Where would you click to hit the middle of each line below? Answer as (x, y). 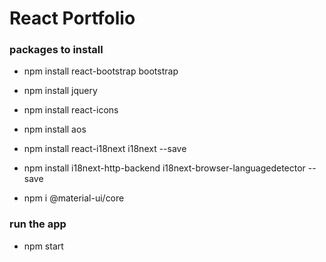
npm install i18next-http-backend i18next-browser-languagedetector (164, 168)
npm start (43, 246)
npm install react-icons (71, 110)
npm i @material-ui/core (74, 198)
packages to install (56, 50)
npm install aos (55, 129)
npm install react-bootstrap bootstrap (101, 71)
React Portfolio (72, 18)
